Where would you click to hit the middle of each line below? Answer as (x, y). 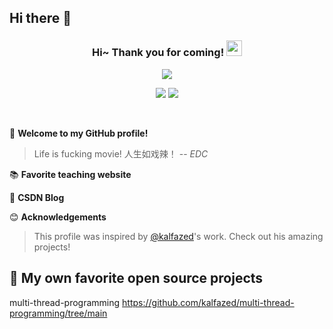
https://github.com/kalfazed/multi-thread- (208, 302)
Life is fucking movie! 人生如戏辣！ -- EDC (121, 153)
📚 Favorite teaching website (70, 174)
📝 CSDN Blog (37, 197)
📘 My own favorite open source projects (136, 278)
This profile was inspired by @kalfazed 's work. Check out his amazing (178, 236)
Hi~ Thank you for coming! (158, 53)
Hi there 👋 (40, 18)
